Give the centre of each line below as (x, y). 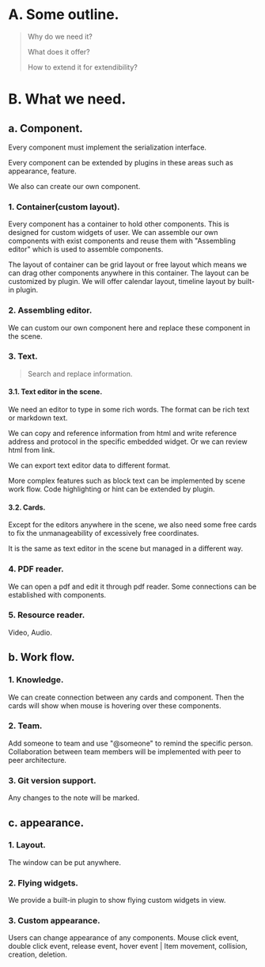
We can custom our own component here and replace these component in (129, 328)
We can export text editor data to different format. (89, 465)
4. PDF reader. (36, 569)
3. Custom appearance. (54, 921)
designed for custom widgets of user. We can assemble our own (114, 233)
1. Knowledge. (36, 680)
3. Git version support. (52, 780)
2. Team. (25, 726)
